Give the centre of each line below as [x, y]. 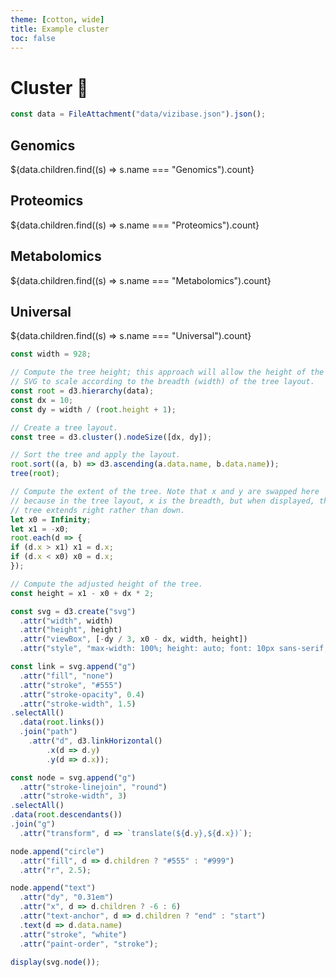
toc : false [33, 38]
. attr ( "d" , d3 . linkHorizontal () [95, 741]
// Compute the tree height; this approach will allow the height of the [167, 372]
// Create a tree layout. [64, 427]
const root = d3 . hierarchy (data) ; [82, 391]
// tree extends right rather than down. [98, 510]
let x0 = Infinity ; [51, 519]
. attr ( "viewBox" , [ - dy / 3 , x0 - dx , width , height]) [133, 639]
